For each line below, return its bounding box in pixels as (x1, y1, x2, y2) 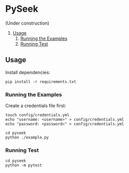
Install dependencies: (5, 69, 50, 75)
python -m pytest (5, 163, 42, 168)
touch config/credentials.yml (5, 113, 70, 118)
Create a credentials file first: (5, 103, 66, 109)
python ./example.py (5, 135, 49, 140)
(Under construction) (5, 20, 49, 26)
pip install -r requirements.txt (5, 79, 76, 84)
